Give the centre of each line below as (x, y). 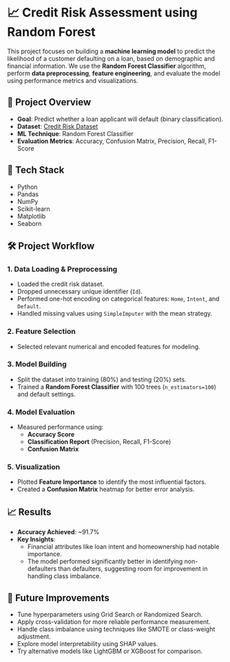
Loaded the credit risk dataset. (61, 284)
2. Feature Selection (41, 332)
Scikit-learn (33, 209)
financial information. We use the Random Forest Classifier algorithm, (107, 66)
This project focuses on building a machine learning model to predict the (111, 51)
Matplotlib (31, 216)
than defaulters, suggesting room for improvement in (133, 569)
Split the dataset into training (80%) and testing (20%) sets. (102, 379)
